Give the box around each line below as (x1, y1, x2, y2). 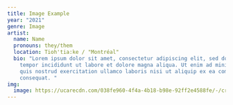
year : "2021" (7, 17, 45, 23)
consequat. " (19, 74, 58, 82)
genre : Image (7, 23, 45, 30)
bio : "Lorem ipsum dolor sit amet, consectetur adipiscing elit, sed (13, 55, 218, 62)
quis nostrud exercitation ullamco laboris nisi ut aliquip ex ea (19, 68, 216, 75)
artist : (7, 29, 30, 37)
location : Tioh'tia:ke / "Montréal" (13, 49, 119, 56)
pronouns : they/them (13, 42, 73, 49)
